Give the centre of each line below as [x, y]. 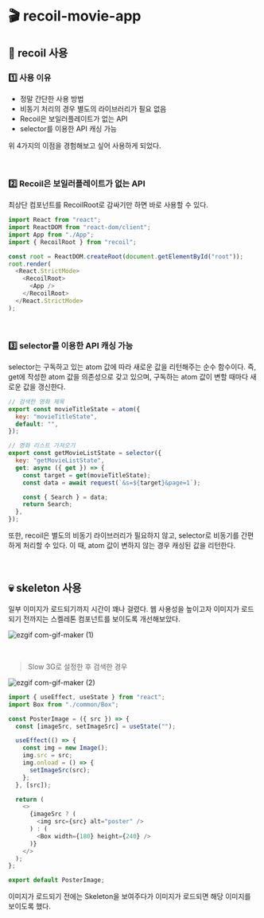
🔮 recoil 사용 [38, 53]
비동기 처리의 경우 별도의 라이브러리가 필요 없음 [93, 108]
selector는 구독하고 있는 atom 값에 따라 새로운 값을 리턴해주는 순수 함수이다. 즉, [132, 367]
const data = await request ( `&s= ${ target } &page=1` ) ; [112, 483]
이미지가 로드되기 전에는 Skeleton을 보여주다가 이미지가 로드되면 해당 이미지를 [130, 897]
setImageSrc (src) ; [60, 770]
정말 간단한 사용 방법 [52, 99]
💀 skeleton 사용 [45, 588]
